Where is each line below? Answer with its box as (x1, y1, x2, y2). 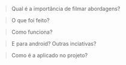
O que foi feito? (11, 17, 50, 23)
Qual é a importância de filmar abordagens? (11, 5, 121, 12)
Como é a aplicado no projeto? (11, 52, 88, 59)
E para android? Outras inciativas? (11, 40, 97, 47)
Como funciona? (11, 28, 52, 36)
